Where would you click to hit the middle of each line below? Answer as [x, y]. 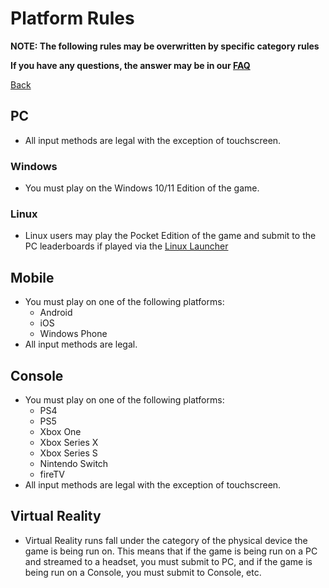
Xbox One [60, 431]
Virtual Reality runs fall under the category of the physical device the [166, 540]
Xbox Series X [69, 442]
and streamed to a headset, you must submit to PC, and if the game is [168, 561]
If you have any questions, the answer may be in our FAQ [130, 65]
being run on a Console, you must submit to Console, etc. [143, 572]
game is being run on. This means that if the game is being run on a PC [171, 551]
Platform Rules [72, 18]
